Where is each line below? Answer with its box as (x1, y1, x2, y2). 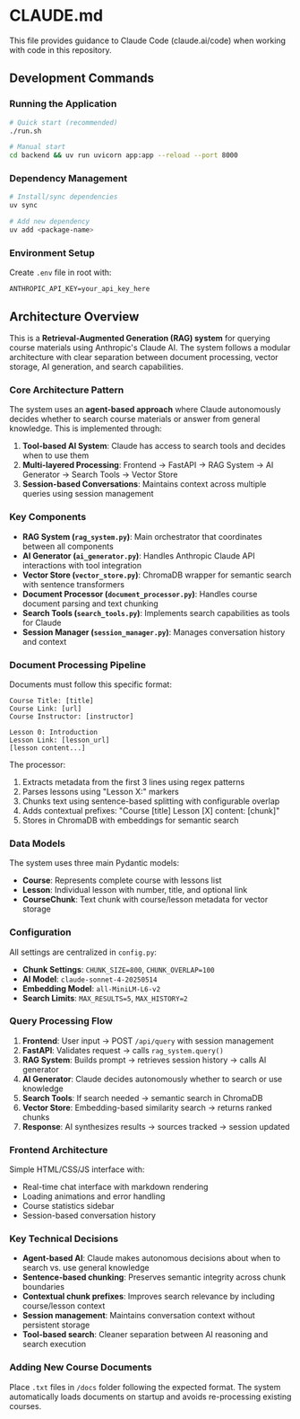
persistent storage (21, 1319, 90, 1330)
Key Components (9, 511, 87, 524)
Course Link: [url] (9, 704, 82, 713)
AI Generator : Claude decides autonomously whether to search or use (21, 1073, 283, 1084)
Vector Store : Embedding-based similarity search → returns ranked (21, 1102, 272, 1113)
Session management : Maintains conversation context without (21, 1310, 255, 1321)
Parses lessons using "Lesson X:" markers (21, 786, 179, 797)
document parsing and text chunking (21, 598, 159, 609)
